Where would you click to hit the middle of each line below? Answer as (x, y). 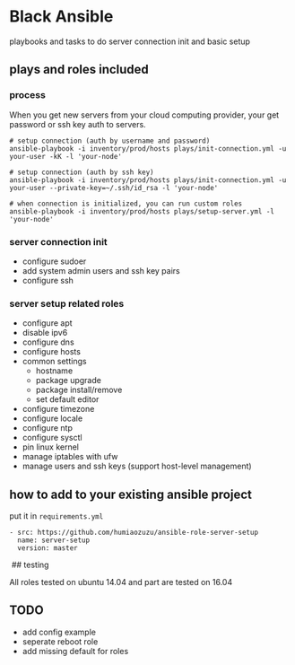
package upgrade (68, 381)
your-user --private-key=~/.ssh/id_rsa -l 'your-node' (114, 188)
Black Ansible (61, 17)
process (28, 95)
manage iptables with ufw (70, 457)
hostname (54, 371)
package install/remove (79, 390)
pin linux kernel (50, 447)
